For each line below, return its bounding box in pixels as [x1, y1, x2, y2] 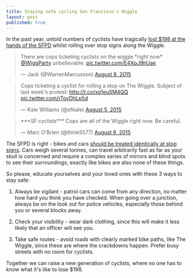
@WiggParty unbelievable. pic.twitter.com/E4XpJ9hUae [20, 59, 157, 66]
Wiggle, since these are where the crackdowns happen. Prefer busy [14, 242, 179, 249]
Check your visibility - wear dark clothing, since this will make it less [14, 218, 180, 225]
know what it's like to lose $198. [6, 266, 83, 273]
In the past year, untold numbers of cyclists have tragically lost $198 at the [6, 36, 186, 43]
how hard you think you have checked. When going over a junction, [14, 195, 178, 202]
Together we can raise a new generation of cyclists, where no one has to [6, 260, 182, 267]
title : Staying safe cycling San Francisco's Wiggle [6, 8, 138, 15]
